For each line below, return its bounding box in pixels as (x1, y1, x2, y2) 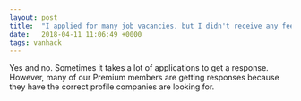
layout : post (9, 13, 58, 22)
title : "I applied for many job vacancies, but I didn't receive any (9, 21, 279, 30)
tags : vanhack (9, 38, 63, 47)
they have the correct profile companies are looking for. (9, 81, 215, 92)
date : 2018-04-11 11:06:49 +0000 (9, 29, 142, 38)
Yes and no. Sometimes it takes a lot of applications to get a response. (9, 63, 269, 73)
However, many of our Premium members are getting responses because (9, 72, 279, 83)
